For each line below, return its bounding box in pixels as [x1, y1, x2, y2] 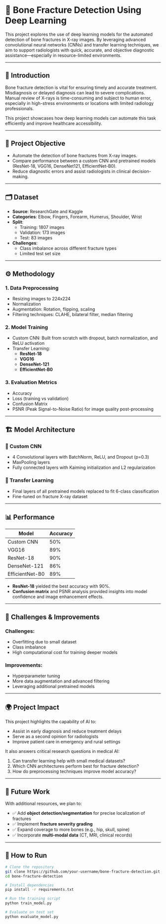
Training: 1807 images [19, 225, 65, 231]
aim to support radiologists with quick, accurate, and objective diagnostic [5, 47, 155, 53]
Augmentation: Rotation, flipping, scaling [12, 306, 95, 312]
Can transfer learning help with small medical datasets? [12, 758, 125, 764]
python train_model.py [5, 901, 52, 906]
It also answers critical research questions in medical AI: [5, 748, 120, 754]
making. [12, 173, 29, 180]
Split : [12, 219, 24, 225]
